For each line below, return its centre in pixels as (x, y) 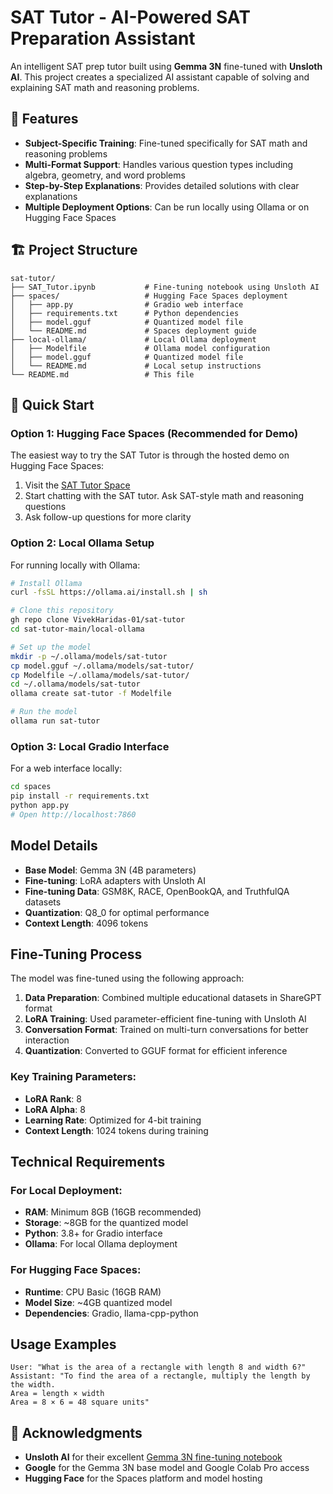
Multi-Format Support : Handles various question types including (159, 164)
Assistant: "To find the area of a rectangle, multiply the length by (160, 1376)
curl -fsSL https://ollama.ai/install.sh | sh (109, 592)
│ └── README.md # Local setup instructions (136, 366)
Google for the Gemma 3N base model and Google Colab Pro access (167, 1468)
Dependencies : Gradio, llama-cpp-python (111, 1313)
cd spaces (31, 787)
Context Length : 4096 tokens (86, 923)
